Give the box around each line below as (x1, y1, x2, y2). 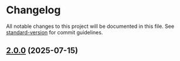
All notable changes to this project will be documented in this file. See (6, 23, 175, 30)
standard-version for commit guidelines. (6, 28, 103, 35)
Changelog (6, 3, 61, 17)
